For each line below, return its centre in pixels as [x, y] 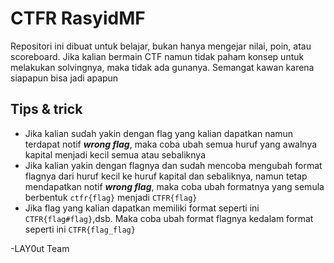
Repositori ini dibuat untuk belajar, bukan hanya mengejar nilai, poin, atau [161, 46]
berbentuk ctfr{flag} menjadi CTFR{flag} [111, 197]
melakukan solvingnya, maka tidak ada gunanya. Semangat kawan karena [162, 67]
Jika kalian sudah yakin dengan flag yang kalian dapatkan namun [159, 133]
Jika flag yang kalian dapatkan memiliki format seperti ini [142, 208]
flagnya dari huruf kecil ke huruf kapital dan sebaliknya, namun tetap [166, 176]
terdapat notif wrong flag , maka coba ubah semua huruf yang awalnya [171, 144]
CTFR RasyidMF [78, 18]
